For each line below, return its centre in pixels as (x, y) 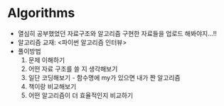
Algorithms (41, 13)
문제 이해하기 (47, 60)
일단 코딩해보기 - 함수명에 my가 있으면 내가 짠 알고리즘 (104, 77)
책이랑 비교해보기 (52, 86)
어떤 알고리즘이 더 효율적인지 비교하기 (81, 95)
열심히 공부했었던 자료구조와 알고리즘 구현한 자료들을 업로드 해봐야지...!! (117, 33)
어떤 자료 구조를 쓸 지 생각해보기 (73, 69)
